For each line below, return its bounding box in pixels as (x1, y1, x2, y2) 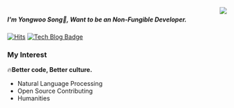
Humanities (17, 94, 50, 102)
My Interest (7, 50, 47, 60)
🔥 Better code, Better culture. (7, 66, 93, 74)
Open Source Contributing (17, 87, 93, 96)
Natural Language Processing (17, 80, 103, 88)
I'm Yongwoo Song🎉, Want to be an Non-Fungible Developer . (7, 15, 187, 24)
